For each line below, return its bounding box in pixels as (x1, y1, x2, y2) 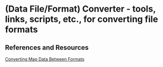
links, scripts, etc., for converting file (5, 14, 159, 25)
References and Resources (5, 43, 89, 51)
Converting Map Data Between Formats (5, 56, 84, 62)
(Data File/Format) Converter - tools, (5, 3, 156, 15)
